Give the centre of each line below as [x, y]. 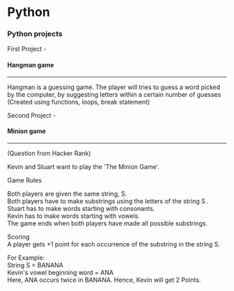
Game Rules [24, 180]
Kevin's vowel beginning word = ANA [60, 272]
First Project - [27, 49]
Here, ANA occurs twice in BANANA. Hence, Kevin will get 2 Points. [104, 280]
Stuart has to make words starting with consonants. [81, 208]
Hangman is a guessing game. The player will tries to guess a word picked [114, 87]
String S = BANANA [36, 265]
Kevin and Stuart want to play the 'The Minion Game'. [84, 166]
